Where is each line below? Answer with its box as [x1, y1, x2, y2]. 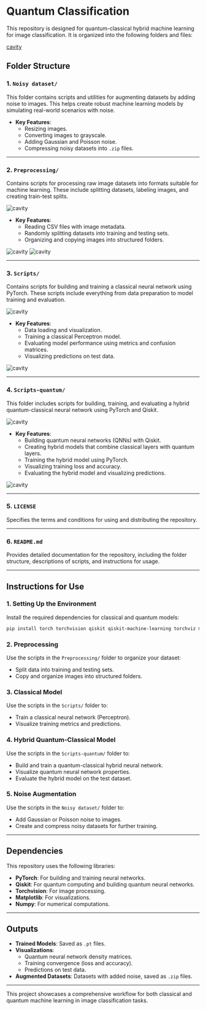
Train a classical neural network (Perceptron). [15, 714, 131, 721]
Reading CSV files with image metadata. [24, 223, 126, 230]
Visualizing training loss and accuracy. [24, 462, 121, 470]
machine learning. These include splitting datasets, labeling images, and [6, 186, 189, 193]
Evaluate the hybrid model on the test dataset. [15, 775, 132, 782]
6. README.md [6, 537, 43, 545]
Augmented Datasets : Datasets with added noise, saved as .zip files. [15, 973, 193, 980]
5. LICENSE [6, 502, 37, 511]
